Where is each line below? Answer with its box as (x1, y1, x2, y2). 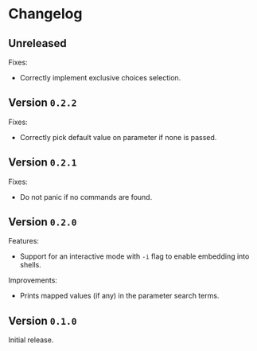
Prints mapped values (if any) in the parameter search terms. (19, 291, 220, 301)
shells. (19, 260, 41, 270)
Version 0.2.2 (8, 96, 77, 110)
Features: (8, 236, 40, 246)
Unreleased (8, 37, 68, 50)
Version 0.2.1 (8, 156, 77, 170)
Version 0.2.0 (8, 216, 77, 229)
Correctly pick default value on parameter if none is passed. (19, 132, 217, 142)
